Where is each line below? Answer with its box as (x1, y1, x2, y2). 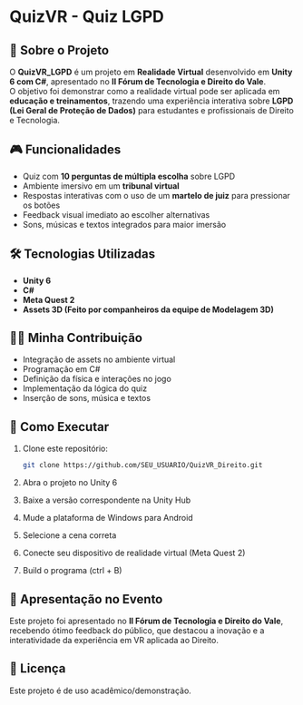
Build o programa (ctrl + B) (22, 565, 122, 576)
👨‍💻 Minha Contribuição (9, 330, 143, 346)
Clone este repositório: (22, 443, 109, 455)
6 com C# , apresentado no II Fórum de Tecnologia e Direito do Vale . (9, 76, 266, 87)
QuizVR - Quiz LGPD (9, 6, 165, 27)
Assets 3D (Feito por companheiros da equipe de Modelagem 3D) (22, 304, 274, 315)
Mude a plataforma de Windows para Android (22, 513, 193, 524)
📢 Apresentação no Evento (9, 592, 163, 607)
